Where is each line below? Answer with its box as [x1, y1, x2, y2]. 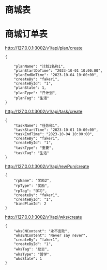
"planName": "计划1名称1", [14, 64, 65, 69]
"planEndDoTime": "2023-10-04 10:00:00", [14, 73, 98, 78]
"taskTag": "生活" [14, 151, 49, 156]
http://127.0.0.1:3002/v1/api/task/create [5, 108, 83, 115]
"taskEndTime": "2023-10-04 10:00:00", [14, 132, 94, 137]
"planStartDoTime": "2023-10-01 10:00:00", [14, 68, 103, 73]
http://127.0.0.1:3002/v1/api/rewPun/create [5, 164, 90, 169]
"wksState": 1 [14, 256, 42, 261]
